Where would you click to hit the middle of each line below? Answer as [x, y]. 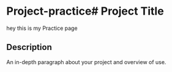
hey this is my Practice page [42, 28]
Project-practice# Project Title [85, 11]
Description [29, 47]
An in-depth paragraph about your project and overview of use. [86, 62]
